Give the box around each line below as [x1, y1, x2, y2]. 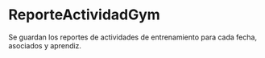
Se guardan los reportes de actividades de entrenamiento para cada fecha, [8, 32, 258, 42]
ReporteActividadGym [8, 6, 161, 24]
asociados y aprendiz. [8, 40, 82, 50]
